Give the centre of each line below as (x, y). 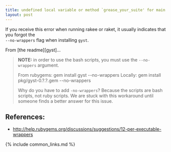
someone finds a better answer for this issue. (65, 101)
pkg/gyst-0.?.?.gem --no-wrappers (54, 80)
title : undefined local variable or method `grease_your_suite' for (80, 10)
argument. (48, 65)
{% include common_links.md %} (40, 144)
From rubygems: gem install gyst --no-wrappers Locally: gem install (89, 75)
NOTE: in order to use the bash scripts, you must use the (78, 59)
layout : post (19, 15)
